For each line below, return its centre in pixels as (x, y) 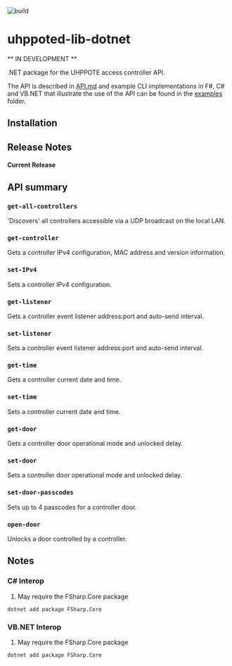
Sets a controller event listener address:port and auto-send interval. (105, 348)
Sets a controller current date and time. (64, 411)
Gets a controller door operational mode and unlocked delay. (95, 444)
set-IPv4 (22, 270)
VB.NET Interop (34, 627)
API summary (38, 187)
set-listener (30, 333)
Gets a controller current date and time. (64, 379)
